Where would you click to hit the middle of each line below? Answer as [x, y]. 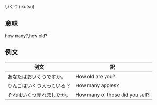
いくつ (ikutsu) [20, 7]
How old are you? [95, 76]
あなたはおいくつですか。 [37, 77]
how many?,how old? [26, 36]
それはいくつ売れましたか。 [39, 95]
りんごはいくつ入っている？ [39, 85]
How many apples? [97, 85]
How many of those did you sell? [112, 95]
